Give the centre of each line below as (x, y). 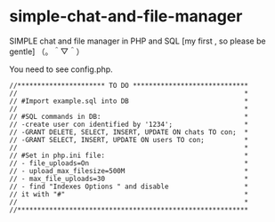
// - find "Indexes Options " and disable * (129, 186)
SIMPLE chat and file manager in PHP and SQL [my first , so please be (137, 41)
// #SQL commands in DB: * (129, 116)
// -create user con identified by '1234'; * (129, 124)
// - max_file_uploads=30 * (129, 178)
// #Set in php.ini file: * (129, 155)
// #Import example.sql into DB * (129, 101)
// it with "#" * (129, 194)
